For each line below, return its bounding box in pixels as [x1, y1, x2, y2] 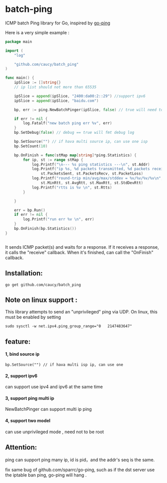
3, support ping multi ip [5, 395, 55, 401]
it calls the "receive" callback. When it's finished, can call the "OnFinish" [5, 249, 154, 255]
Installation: [5, 269, 43, 278]
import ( [5, 48, 23, 53]
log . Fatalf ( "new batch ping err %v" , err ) [23, 121, 112, 126]
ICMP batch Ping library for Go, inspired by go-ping [5, 20, 110, 26]
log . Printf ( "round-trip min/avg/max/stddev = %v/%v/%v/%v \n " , [31, 176, 164, 181]
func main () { [5, 76, 35, 81]
